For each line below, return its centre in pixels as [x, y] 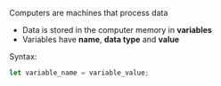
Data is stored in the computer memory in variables [117, 30]
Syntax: [23, 56]
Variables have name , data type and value [101, 39]
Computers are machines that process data [89, 13]
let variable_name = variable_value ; [79, 73]
